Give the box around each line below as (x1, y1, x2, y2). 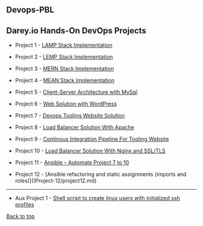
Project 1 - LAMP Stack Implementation (14, 42, 113, 49)
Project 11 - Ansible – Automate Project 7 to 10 (14, 159, 129, 166)
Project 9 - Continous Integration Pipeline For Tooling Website (14, 136, 169, 143)
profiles (14, 201, 34, 208)
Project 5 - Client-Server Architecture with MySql (14, 88, 138, 96)
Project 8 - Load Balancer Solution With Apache (14, 124, 135, 131)
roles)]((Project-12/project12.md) (14, 177, 97, 184)
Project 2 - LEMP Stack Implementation (14, 53, 114, 61)
